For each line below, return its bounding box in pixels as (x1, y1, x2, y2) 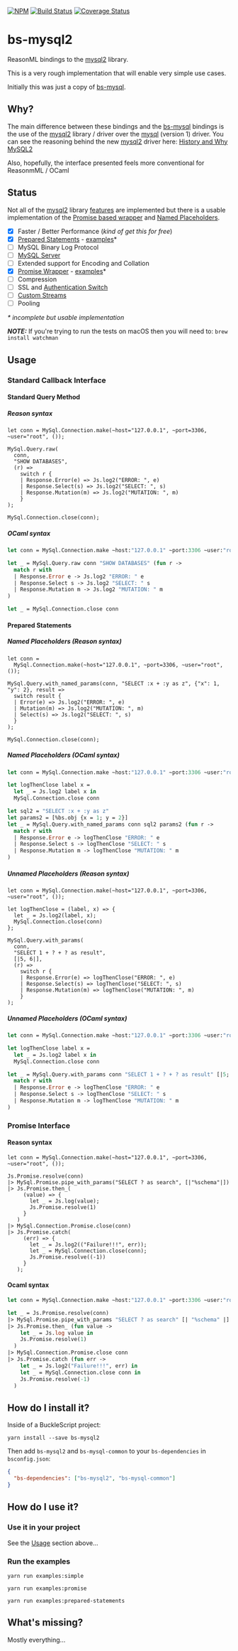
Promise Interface (7, 1120, 71, 1130)
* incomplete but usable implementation (7, 313, 125, 322)
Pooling (17, 299, 40, 308)
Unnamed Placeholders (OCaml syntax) (7, 1013, 127, 1023)
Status (7, 187, 38, 199)
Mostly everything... (7, 1635, 66, 1644)
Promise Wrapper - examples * (17, 267, 106, 275)
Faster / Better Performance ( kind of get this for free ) (17, 227, 173, 235)
